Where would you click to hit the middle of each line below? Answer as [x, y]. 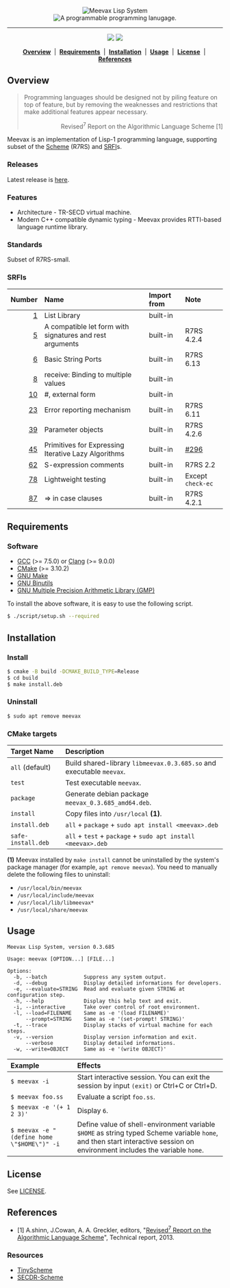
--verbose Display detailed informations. [100, 1043]
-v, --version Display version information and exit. [105, 1037]
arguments [62, 343]
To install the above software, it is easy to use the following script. [100, 603]
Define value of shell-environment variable [146, 1124]
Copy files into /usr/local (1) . [114, 814]
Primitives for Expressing [84, 445]
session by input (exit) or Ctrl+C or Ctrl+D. [147, 1085]
